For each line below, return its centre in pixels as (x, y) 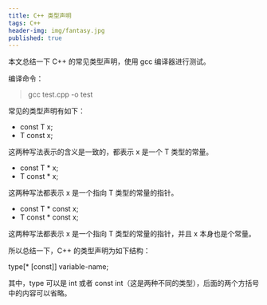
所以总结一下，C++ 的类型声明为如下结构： (79, 251)
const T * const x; (49, 209)
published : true (35, 38)
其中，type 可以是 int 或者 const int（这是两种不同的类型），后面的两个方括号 (134, 283)
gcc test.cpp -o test (60, 95)
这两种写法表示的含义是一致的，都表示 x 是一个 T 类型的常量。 (111, 152)
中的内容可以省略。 (40, 293)
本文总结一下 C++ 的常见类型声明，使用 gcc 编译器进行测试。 (110, 61)
